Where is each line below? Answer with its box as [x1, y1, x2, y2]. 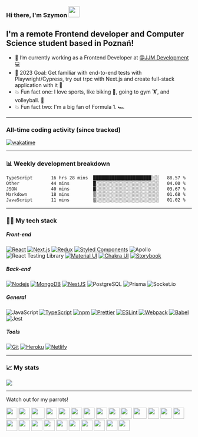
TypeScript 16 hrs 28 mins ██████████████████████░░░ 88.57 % [6, 175, 186, 181]
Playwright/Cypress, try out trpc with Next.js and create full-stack [14, 75, 175, 82]
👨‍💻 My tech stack [6, 216, 57, 225]
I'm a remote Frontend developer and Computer [6, 29, 184, 39]
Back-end [6, 265, 31, 273]
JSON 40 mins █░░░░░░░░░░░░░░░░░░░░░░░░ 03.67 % [6, 186, 186, 192]
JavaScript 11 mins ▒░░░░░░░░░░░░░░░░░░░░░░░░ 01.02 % [6, 197, 186, 203]
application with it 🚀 [14, 81, 63, 88]
